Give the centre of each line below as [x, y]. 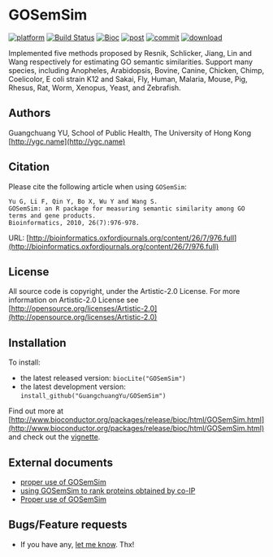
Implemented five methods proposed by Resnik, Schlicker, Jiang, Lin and [130, 53]
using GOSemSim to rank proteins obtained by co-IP [108, 490]
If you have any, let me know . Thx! [77, 544]
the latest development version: [73, 386]
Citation [29, 167]
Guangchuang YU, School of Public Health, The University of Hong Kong [130, 132]
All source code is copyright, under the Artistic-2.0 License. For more [124, 291]
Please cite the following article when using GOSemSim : [97, 186]
